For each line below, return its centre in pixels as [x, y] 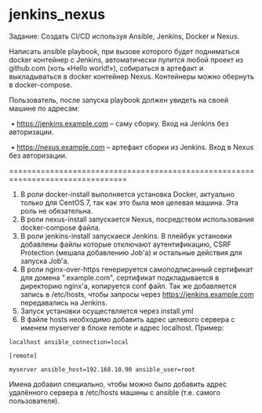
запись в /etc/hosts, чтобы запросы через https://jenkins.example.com [137, 294]
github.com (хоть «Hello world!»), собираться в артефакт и [106, 68]
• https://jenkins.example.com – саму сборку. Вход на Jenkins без [120, 123]
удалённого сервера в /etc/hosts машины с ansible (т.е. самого [115, 392]
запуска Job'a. [45, 261]
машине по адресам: [44, 108]
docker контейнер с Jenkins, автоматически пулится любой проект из [126, 60]
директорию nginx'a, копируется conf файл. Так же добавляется [128, 286]
